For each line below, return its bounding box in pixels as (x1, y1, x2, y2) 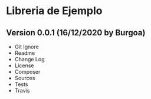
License (14, 62, 34, 69)
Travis (14, 87, 30, 94)
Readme (14, 49, 35, 57)
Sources (14, 75, 35, 81)
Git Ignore (14, 43, 40, 50)
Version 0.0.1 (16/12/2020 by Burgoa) (6, 28, 146, 38)
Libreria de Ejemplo (6, 4, 103, 18)
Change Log (14, 56, 45, 62)
